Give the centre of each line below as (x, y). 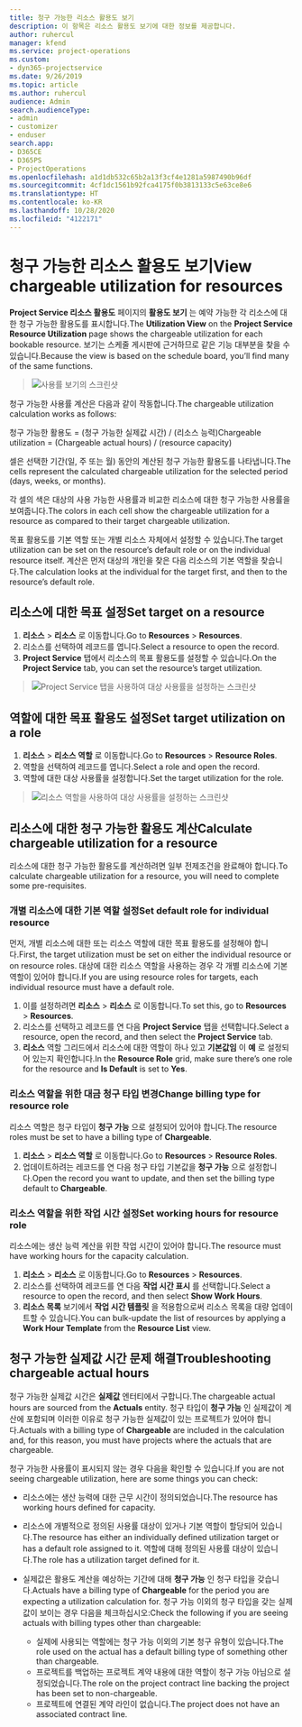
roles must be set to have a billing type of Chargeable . (110, 1136)
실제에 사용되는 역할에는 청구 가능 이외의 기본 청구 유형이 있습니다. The (160, 1641)
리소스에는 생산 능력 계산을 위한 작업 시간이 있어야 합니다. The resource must (145, 1245)
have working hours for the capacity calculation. (99, 1255)
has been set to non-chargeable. (96, 1693)
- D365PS (26, 160)
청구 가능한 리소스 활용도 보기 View (131, 266)
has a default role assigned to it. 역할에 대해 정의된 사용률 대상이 (138, 1548)
